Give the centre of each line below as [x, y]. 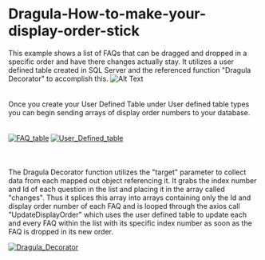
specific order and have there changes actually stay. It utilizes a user [121, 62]
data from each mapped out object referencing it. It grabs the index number [132, 180]
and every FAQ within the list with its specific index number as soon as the [131, 223]
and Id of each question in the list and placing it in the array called [117, 189]
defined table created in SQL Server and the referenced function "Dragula [130, 70]
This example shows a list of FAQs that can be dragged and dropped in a [128, 53]
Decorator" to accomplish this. [59, 78]
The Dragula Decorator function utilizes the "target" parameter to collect [127, 172]
